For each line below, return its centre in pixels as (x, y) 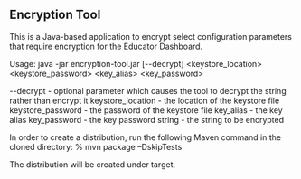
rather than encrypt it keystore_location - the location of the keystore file (145, 100)
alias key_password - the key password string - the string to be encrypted (147, 119)
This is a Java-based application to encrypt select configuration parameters (150, 36)
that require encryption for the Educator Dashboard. (106, 46)
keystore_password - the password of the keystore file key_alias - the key (146, 110)
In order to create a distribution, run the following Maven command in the (146, 137)
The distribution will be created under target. (93, 164)
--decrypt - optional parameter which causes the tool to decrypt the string (148, 90)
